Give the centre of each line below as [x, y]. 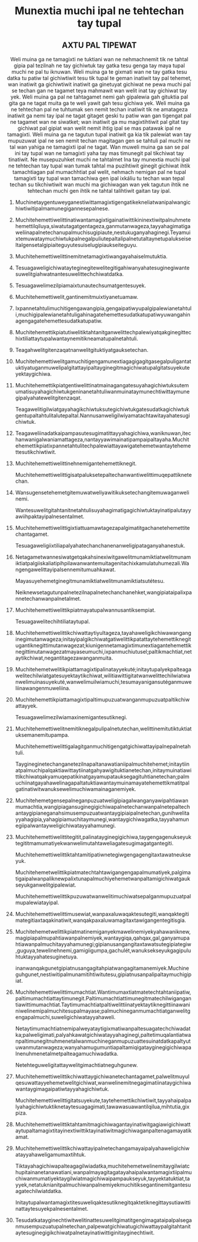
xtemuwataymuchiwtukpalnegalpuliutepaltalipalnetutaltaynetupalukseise [103, 239]
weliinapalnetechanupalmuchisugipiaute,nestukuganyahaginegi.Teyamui [103, 232]
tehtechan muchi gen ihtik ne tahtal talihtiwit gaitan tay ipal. [99, 191]
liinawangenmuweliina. [43, 688]
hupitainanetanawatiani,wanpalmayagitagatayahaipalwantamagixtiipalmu [103, 1172]
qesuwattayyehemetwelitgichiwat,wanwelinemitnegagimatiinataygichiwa [103, 1083]
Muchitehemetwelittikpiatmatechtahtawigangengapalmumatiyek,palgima [103, 872]
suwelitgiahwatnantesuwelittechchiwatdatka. [69, 274]
